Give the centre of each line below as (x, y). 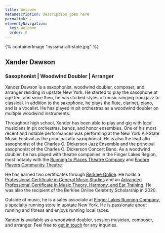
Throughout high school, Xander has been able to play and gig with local (79, 123)
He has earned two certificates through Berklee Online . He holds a (73, 174)
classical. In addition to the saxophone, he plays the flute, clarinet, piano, (79, 103)
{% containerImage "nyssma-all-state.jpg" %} (52, 47)
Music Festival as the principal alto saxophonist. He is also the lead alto (78, 138)
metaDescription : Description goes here (47, 14)
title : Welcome (21, 10)
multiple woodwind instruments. (38, 113)
